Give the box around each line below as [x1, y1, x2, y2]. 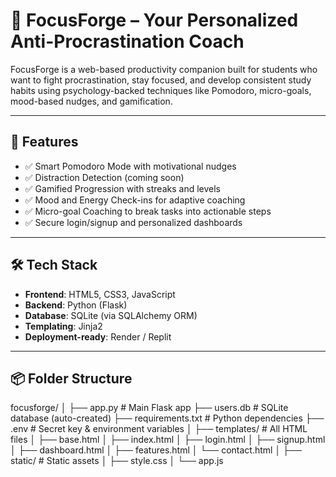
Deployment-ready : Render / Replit [24, 330, 172, 343]
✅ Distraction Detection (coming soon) [24, 171, 185, 183]
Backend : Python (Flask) [24, 299, 128, 311]
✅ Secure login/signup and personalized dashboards [24, 216, 243, 228]
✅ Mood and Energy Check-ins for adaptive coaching [24, 194, 246, 206]
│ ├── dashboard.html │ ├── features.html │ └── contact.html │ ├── [10, 444, 302, 456]
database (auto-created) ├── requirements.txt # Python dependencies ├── [10, 412, 325, 424]
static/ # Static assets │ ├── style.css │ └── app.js [10, 455, 224, 467]
